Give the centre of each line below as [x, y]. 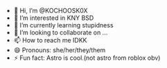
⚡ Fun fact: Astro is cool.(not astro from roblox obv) [87, 58]
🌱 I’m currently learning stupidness [63, 25]
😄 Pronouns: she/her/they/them [60, 50]
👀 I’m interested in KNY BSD [54, 18]
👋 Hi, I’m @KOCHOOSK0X [51, 11]
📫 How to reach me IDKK [50, 40]
